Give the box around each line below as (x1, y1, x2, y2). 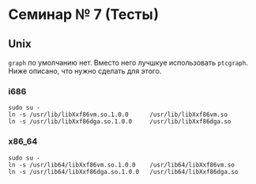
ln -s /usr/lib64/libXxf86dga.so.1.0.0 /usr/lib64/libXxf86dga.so (8, 167, 239, 175)
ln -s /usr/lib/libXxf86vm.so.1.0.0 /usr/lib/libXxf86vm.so (8, 111, 228, 119)
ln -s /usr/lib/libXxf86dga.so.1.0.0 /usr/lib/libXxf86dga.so (8, 118, 232, 126)
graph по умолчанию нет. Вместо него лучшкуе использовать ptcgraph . (8, 58, 249, 67)
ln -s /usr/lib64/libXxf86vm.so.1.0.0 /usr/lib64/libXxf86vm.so (8, 160, 235, 169)
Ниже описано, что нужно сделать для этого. (8, 66, 162, 76)
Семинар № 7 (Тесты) (8, 6, 160, 24)
